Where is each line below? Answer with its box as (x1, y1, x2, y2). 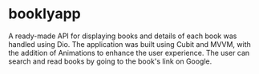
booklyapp (8, 5, 82, 23)
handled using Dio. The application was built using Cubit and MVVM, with (8, 39, 251, 49)
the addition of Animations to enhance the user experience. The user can (8, 48, 250, 57)
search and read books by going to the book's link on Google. (8, 56, 212, 66)
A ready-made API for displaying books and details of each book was (8, 31, 237, 41)
